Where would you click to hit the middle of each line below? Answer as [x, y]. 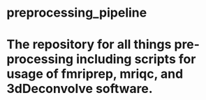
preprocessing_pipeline [77, 13]
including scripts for [136, 59]
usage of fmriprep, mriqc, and [95, 74]
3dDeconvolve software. [80, 89]
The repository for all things [89, 45]
